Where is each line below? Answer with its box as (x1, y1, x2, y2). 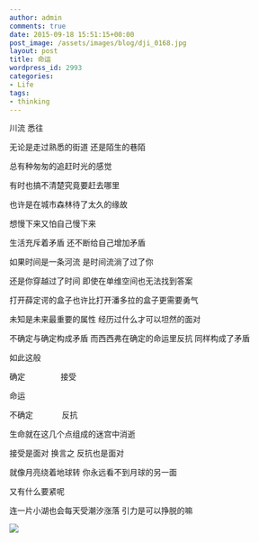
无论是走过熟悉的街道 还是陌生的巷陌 (9, 141, 146, 153)
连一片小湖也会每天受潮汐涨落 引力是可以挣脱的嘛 (9, 505, 193, 516)
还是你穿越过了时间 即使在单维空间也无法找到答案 (9, 276, 193, 286)
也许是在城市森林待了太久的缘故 (9, 199, 128, 210)
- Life (9, 80, 34, 89)
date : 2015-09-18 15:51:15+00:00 (9, 30, 135, 39)
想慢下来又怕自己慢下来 (9, 218, 96, 230)
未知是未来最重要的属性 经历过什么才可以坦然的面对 (9, 314, 201, 325)
